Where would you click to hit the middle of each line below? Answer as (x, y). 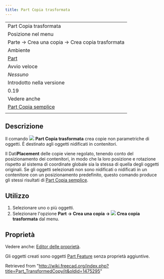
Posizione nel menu (31, 34)
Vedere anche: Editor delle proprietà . (43, 247)
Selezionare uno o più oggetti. (43, 208)
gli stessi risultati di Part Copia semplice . (47, 180)
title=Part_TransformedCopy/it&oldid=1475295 (53, 271)
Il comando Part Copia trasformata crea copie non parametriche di (77, 139)
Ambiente (19, 50)
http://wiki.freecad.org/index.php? (74, 266)
